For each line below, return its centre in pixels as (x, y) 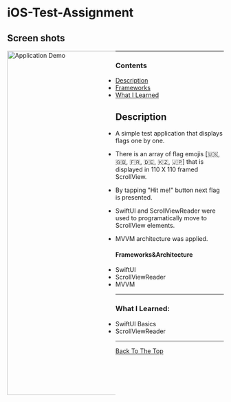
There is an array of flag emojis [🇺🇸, (168, 154)
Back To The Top (140, 351)
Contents (132, 65)
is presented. (134, 198)
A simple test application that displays (169, 134)
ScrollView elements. (145, 226)
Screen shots (36, 38)
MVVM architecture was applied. (162, 239)
